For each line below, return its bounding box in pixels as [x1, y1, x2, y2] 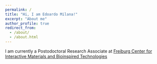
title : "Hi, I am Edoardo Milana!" [5, 12, 78, 17]
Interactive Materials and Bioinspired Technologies [5, 53, 107, 59]
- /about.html [9, 35, 38, 40]
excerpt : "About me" [5, 16, 48, 21]
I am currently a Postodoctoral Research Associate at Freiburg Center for [5, 48, 152, 54]
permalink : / [5, 7, 32, 12]
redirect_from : [5, 26, 36, 31]
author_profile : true [5, 21, 50, 26]
